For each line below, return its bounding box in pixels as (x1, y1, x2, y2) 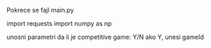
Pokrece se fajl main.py (6, 6, 74, 14)
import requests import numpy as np (6, 19, 112, 27)
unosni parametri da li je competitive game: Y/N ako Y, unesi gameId (6, 33, 205, 41)
